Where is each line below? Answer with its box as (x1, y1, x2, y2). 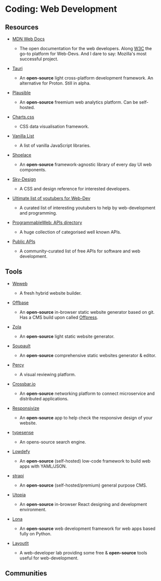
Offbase (12, 300, 29, 305)
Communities (5, 569, 48, 578)
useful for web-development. (19, 555, 79, 561)
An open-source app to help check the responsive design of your (19, 415, 153, 420)
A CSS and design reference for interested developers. (19, 186, 131, 192)
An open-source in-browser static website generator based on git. (19, 309, 155, 315)
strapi (12, 472, 24, 478)
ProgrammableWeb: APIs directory (12, 220, 82, 225)
